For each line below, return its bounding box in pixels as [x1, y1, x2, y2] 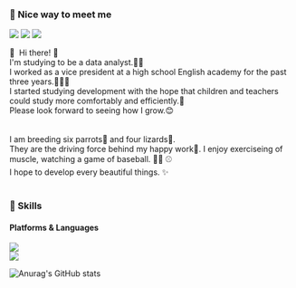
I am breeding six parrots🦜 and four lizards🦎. [9, 134, 177, 145]
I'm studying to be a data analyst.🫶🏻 [9, 57, 144, 68]
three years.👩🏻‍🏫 [9, 76, 71, 87]
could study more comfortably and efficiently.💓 [9, 95, 186, 107]
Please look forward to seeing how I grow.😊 [9, 105, 175, 116]
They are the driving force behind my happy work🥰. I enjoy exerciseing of [9, 144, 283, 155]
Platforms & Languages [9, 222, 100, 233]
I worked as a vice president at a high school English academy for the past [9, 67, 287, 78]
